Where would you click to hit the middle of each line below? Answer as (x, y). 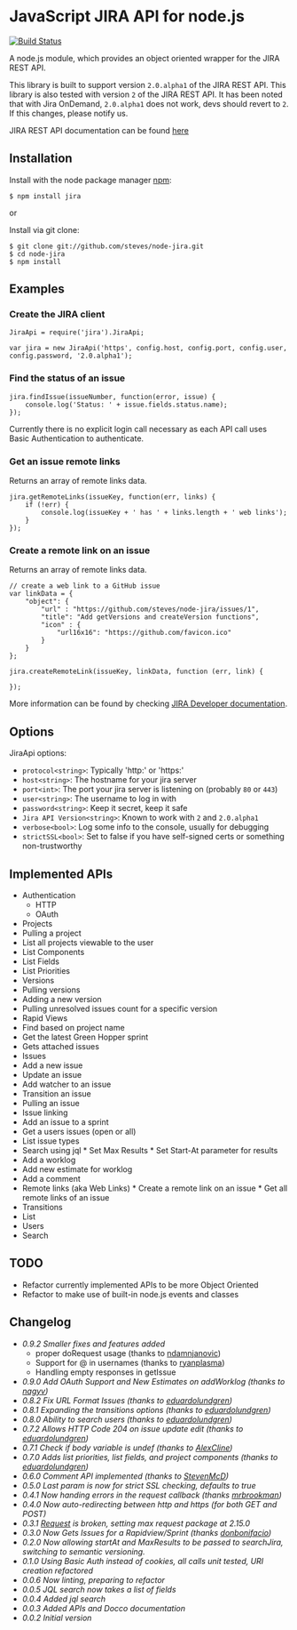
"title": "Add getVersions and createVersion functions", (150, 617)
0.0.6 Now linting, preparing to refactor (94, 1579)
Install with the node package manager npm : (90, 180)
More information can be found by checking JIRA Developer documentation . (148, 703)
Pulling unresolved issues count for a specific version (120, 1008)
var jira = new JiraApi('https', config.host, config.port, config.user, (148, 349)
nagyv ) (35, 1391)
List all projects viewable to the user (88, 942)
